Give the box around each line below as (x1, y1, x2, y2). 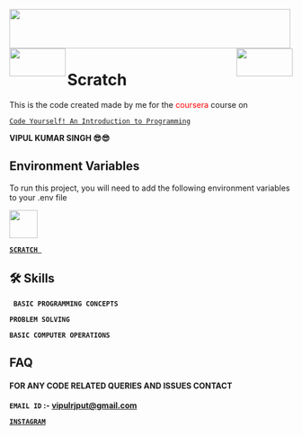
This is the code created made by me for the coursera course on (9, 99, 249, 110)
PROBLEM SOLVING (9, 315, 70, 324)
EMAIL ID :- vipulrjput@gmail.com (9, 400, 138, 411)
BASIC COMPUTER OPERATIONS (9, 331, 111, 340)
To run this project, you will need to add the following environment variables (9, 182, 290, 193)
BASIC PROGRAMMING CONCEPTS (13, 299, 119, 308)
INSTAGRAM (9, 418, 47, 427)
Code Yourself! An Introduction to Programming (9, 117, 191, 126)
